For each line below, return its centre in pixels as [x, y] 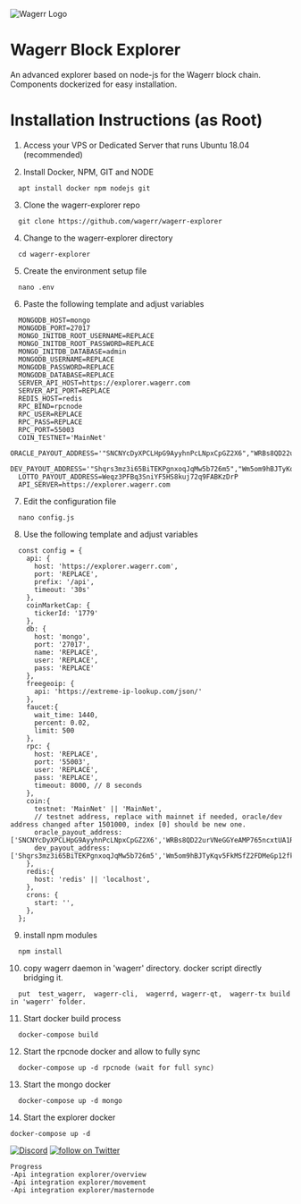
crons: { [42, 895]
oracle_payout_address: [78, 832]
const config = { [50, 550]
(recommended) [53, 154]
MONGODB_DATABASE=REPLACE [67, 375]
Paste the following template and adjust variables [113, 303]
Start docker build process [72, 1018]
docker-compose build [59, 1034]
